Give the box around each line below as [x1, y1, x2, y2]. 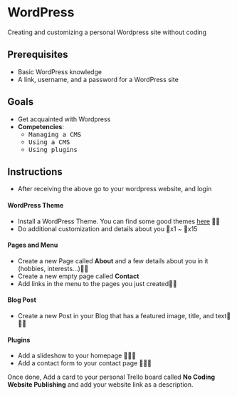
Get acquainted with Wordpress [17, 115, 111, 123]
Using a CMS [28, 138, 70, 146]
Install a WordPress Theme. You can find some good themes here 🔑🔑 [17, 217, 221, 225]
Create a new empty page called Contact [17, 272, 139, 280]
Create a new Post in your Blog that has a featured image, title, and [17, 311, 214, 320]
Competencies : [17, 122, 64, 131]
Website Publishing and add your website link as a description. [7, 380, 194, 389]
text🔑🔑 [215, 311, 231, 320]
